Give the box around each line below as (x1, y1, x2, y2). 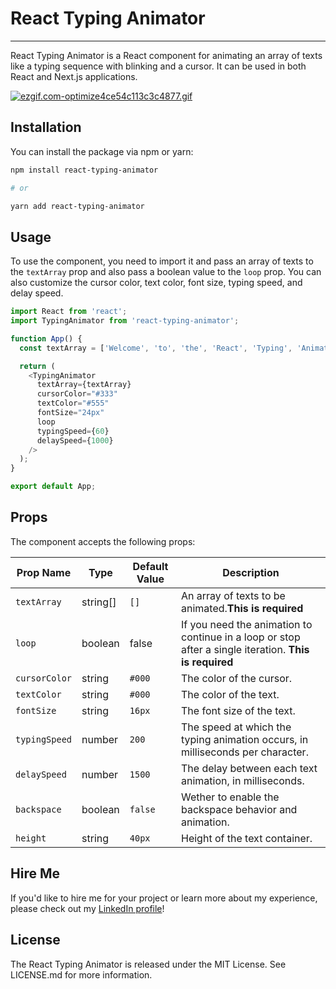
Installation (10, 119, 82, 136)
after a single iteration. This (181, 642, 310, 656)
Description (222, 565, 280, 579)
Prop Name (16, 565, 72, 579)
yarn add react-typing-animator (10, 201, 145, 211)
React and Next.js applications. (10, 70, 138, 82)
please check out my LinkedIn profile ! (10, 902, 165, 914)
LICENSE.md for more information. (10, 968, 153, 981)
